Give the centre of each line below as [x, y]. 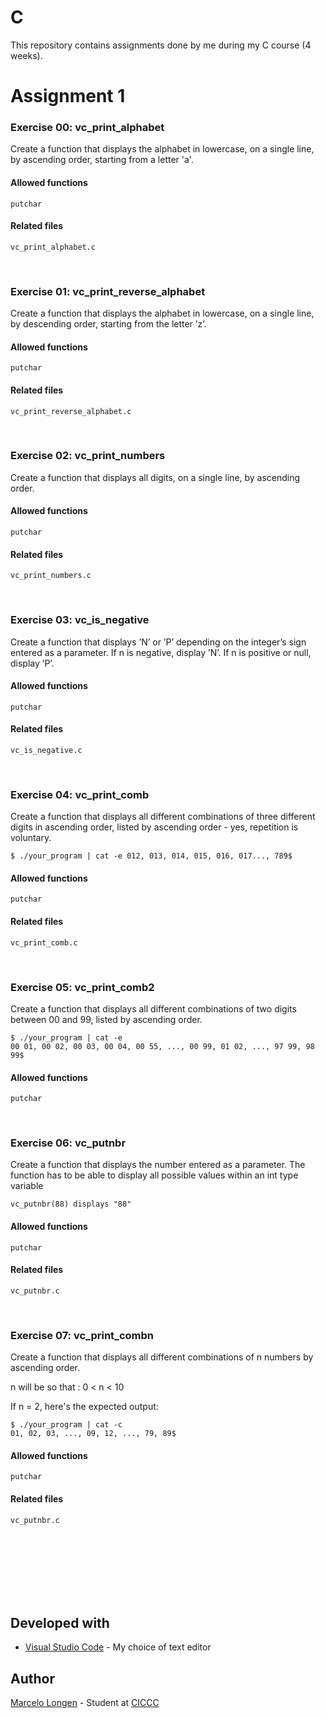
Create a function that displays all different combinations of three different [163, 817]
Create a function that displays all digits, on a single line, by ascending [155, 477]
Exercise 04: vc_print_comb [80, 794]
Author [32, 1678]
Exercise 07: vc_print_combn [82, 1335]
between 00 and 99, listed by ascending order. [106, 1019]
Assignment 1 [68, 96]
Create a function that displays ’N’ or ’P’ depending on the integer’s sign [158, 642]
